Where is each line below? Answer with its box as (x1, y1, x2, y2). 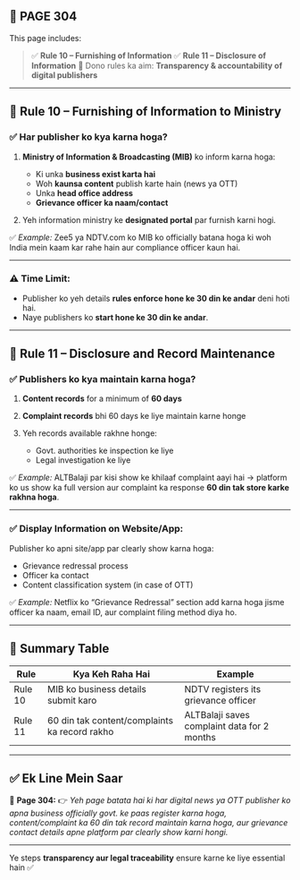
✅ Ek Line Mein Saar (9, 771, 123, 786)
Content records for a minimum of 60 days (21, 393, 183, 404)
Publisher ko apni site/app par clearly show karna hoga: (9, 543, 214, 553)
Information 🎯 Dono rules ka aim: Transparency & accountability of (30, 60, 283, 71)
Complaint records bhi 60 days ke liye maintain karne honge (21, 411, 246, 422)
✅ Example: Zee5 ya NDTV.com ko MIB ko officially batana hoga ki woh (9, 232, 272, 243)
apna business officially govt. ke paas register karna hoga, (9, 807, 228, 819)
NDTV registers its (184, 682, 262, 695)
